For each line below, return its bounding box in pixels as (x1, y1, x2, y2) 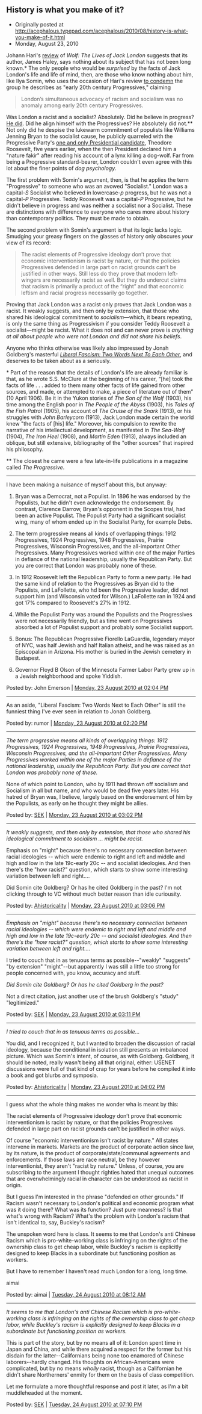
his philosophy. (6, 445, 44, 453)
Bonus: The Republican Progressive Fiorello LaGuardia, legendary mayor (14, 635, 195, 642)
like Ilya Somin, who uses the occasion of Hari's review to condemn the (6, 77, 183, 84)
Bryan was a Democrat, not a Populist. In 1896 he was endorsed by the (14, 492, 191, 500)
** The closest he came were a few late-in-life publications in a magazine (6, 457, 188, 464)
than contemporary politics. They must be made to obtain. (6, 214, 150, 222)
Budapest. (14, 654, 41, 662)
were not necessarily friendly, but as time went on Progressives (14, 617, 173, 624)
